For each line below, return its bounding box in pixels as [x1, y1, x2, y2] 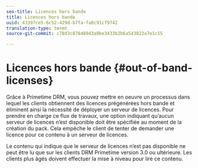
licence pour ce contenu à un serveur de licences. [6, 131, 129, 138]
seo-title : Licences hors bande [6, 8, 86, 15]
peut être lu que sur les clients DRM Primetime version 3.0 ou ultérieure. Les [6, 149, 193, 156]
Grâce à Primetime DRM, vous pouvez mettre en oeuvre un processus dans [6, 93, 190, 101]
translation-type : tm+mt [6, 25, 68, 31]
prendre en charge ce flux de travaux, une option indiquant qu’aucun [6, 112, 174, 119]
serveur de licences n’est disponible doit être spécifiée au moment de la [6, 119, 182, 126]
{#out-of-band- [113, 62, 193, 75]
